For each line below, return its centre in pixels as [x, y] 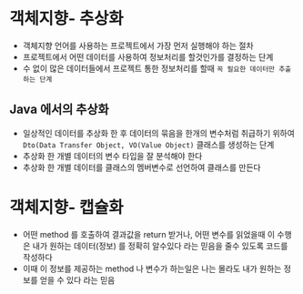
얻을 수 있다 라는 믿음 [77, 279]
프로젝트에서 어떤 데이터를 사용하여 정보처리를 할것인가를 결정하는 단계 [148, 56]
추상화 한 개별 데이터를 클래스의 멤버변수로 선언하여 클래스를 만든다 [141, 167]
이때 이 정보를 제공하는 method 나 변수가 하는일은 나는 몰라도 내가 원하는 [152, 269]
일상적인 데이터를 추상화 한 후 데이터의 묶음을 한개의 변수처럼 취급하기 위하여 [159, 133]
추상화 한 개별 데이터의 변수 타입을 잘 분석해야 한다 [112, 156]
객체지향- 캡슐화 [67, 207]
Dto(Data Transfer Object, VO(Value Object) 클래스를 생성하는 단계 [148, 144]
